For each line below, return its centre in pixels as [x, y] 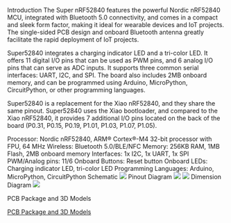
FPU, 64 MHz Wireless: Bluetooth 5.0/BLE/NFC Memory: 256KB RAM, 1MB [113, 146]
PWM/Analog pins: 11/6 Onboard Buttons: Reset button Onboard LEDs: [108, 161]
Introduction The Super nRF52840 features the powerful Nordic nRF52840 [114, 10]
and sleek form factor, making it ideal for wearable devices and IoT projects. [115, 25]
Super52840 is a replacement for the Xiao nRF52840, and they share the [111, 103]
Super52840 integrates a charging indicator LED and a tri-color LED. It [108, 53]
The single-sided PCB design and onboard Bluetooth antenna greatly [106, 32]
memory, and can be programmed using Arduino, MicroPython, [97, 82]
